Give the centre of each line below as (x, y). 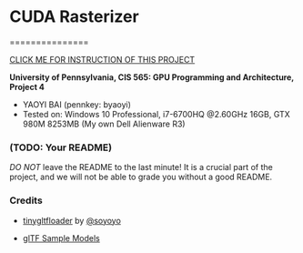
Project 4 (27, 86)
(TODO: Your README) (61, 147)
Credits (26, 200)
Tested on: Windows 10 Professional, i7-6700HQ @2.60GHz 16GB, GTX (157, 114)
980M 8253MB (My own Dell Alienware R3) (104, 124)
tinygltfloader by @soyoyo (71, 220)
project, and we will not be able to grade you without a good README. (141, 177)
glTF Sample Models (61, 238)
